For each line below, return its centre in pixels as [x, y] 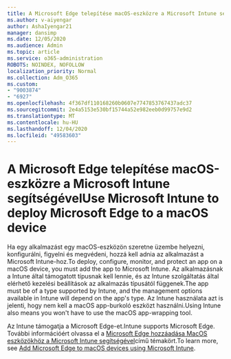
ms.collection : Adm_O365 [43, 78]
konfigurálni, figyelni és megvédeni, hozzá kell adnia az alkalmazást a [106, 254]
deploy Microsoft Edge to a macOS [108, 213]
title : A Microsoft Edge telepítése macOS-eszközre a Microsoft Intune [112, 13]
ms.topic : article [33, 52]
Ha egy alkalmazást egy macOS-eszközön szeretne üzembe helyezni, [106, 247]
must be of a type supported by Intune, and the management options [105, 291]
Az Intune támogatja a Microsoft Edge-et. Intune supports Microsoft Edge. [111, 326]
